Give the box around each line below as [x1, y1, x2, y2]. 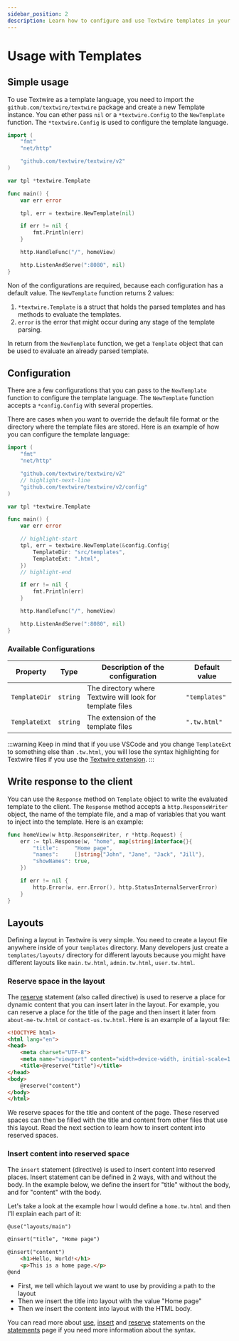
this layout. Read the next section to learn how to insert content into [7, 1123, 206, 1132]
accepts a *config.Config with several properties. [7, 401, 154, 410]
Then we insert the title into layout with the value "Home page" [17, 1296, 202, 1305]
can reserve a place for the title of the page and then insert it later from [7, 1007, 216, 1016]
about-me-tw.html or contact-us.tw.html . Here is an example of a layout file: [7, 1015, 230, 1024]
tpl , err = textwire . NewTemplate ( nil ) [20, 210, 135, 217]
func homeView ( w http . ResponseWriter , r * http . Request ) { [7, 831, 183, 838]
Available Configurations [7, 643, 95, 653]
